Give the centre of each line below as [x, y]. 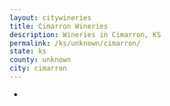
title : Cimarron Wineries [58, 26]
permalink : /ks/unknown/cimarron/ [75, 43]
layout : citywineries [51, 18]
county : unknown [40, 60]
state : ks [28, 52]
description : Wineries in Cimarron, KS [85, 34]
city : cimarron [38, 69]
